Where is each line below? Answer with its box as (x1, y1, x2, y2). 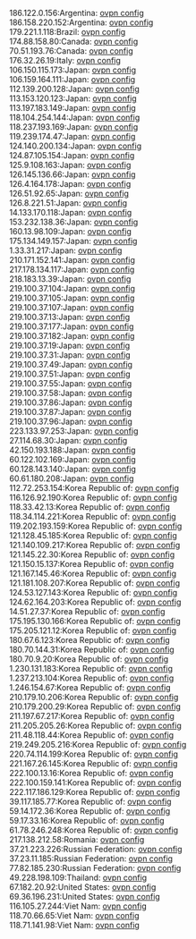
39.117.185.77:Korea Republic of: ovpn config (9, 796, 172, 807)
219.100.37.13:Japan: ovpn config (9, 312, 131, 322)
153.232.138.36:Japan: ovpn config (9, 216, 139, 227)
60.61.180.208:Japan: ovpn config (9, 473, 134, 484)
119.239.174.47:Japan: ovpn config (9, 131, 136, 141)
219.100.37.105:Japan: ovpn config (9, 292, 135, 303)
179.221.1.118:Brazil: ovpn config (9, 27, 126, 37)
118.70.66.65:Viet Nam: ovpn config (9, 910, 140, 920)
